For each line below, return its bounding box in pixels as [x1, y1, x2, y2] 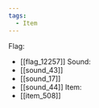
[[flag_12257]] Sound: [19, 57, 91, 66]
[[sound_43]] [19, 65, 64, 74]
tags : [8, 11, 27, 20]
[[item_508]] [19, 90, 62, 100]
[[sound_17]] [19, 74, 61, 83]
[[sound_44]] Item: [19, 82, 82, 92]
